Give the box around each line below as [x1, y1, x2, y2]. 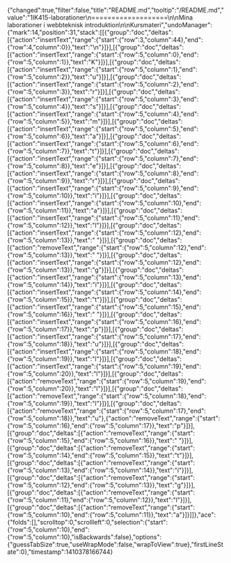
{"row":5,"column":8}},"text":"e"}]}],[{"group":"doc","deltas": [7, 162, 182, 170]
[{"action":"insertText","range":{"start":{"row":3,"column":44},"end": [7, 36, 203, 44]
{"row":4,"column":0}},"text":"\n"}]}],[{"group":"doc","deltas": [7, 43, 184, 51]
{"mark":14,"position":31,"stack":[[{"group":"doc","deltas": [7, 28, 173, 36]
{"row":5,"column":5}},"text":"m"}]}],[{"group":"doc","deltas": [7, 117, 183, 125]
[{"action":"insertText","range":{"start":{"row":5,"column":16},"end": [7, 318, 202, 326]
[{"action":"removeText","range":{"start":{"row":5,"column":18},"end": [7, 392, 207, 400]
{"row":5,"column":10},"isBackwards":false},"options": [7, 533, 162, 541]
